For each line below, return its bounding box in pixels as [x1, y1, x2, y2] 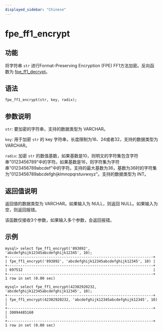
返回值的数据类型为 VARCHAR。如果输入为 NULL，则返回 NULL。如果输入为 [5, 200, 158, 206]
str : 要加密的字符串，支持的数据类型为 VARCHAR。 [5, 126, 109, 132]
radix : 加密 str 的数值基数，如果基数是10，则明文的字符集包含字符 [5, 153, 139, 159]
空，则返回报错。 [5, 207, 39, 213]
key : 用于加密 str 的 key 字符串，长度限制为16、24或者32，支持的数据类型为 [5, 137, 158, 142]
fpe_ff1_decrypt [14, 69, 46, 75]
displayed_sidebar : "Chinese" [5, 7, 67, 12]
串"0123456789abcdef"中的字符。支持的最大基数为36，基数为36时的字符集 [5, 165, 157, 171]
